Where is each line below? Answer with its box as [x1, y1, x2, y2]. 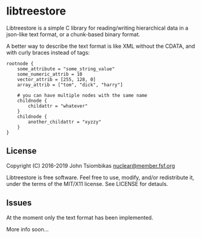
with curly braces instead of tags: [6, 48, 90, 56]
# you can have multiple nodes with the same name [17, 92, 148, 98]
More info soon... [6, 225, 49, 233]
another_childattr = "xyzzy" [28, 119, 102, 125]
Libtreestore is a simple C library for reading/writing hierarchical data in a [6, 24, 189, 31]
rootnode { [6, 61, 34, 67]
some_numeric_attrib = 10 [17, 71, 83, 77]
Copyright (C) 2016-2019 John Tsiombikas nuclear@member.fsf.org [6, 162, 176, 169]
